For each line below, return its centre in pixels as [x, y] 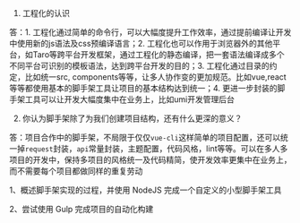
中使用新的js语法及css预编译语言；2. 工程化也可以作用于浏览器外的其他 [141, 43]
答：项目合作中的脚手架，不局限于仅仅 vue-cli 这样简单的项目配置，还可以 [145, 137]
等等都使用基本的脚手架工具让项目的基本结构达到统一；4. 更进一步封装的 [143, 88]
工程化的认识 [46, 13]
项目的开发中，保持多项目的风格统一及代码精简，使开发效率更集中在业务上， [150, 160]
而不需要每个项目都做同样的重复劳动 [76, 171]
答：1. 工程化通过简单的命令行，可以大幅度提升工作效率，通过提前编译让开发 [150, 32]
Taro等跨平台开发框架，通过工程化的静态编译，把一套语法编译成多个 [159, 55]
